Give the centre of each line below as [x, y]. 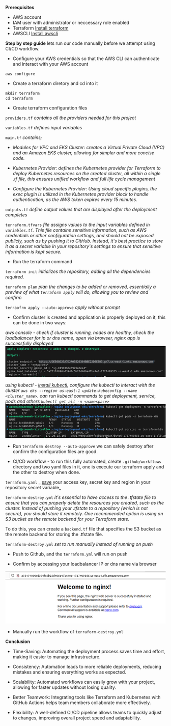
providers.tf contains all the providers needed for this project [71, 118]
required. [15, 277]
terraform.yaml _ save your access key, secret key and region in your [78, 482]
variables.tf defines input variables [44, 128]
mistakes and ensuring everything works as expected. [69, 672]
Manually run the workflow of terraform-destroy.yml [68, 631]
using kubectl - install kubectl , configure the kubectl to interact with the [80, 385]
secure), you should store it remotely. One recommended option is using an [84, 513]
